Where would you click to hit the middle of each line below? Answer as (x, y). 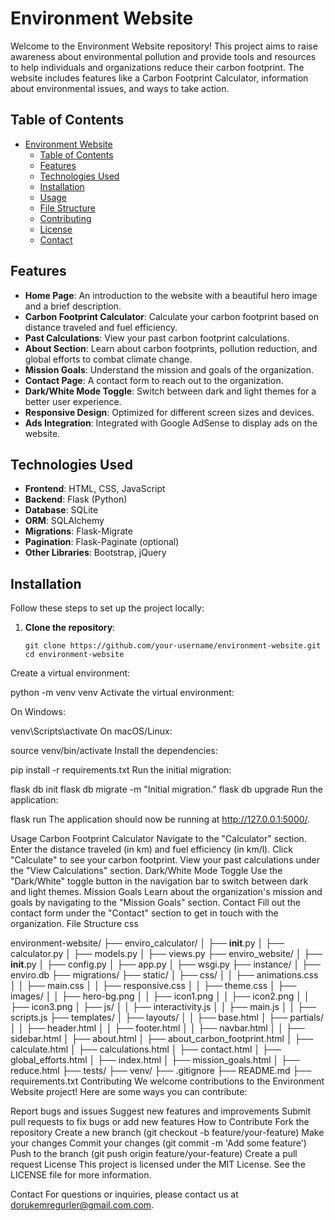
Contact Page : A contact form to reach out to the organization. (154, 380)
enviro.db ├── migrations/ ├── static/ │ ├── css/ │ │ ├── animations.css (164, 975)
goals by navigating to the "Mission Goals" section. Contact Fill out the (156, 903)
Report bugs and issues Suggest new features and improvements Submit (160, 1111)
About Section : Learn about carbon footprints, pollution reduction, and (171, 348)
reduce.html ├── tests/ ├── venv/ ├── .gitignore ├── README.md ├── (161, 1071)
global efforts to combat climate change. (108, 359)
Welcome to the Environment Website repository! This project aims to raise (164, 46)
